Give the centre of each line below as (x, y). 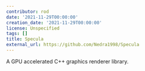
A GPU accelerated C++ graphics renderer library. (67, 61)
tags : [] (17, 34)
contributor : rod (28, 12)
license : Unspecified (33, 28)
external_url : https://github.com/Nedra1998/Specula (73, 45)
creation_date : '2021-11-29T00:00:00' (54, 22)
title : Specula (25, 39)
